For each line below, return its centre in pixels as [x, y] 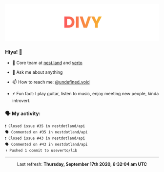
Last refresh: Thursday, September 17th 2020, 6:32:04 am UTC [82, 164]
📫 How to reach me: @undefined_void [51, 82]
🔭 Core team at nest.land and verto [47, 63]
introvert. [21, 100]
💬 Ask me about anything [37, 72]
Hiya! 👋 [14, 52]
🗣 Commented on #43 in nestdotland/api [46, 145]
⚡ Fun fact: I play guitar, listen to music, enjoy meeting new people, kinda [85, 93]
